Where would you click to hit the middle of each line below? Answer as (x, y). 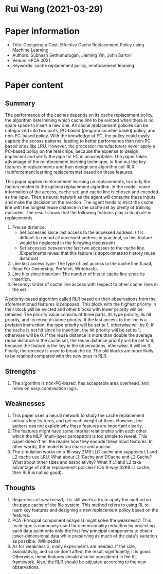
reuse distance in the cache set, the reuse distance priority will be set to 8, (80, 341)
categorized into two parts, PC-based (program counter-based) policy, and (80, 131)
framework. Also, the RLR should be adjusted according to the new (79, 562)
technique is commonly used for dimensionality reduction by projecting (83, 525)
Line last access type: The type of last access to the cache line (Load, (82, 264)
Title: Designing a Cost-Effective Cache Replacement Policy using (78, 45)
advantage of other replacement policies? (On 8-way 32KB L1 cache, (81, 467)
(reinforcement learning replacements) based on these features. (69, 172)
